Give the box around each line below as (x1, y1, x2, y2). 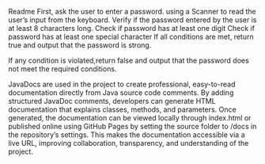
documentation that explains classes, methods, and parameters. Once (8, 105, 237, 114)
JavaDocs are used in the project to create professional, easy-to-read (8, 79, 236, 89)
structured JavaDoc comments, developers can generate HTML (8, 97, 216, 105)
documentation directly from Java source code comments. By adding (8, 88, 234, 97)
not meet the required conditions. (8, 64, 117, 74)
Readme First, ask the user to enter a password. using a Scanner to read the (8, 7, 257, 16)
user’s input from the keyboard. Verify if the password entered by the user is (8, 15, 257, 25)
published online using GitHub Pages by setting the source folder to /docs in (8, 122, 257, 131)
